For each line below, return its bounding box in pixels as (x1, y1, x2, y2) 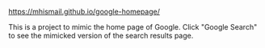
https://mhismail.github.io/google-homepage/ (8, 7, 160, 16)
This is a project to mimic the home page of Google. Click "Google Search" (8, 22, 258, 31)
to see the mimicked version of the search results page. (8, 31, 194, 40)
